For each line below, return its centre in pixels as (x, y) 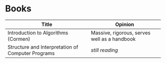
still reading (104, 50)
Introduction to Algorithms (38, 33)
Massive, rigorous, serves (121, 33)
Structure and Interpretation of (43, 47)
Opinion (125, 24)
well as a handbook (113, 39)
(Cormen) (19, 39)
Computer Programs (31, 53)
